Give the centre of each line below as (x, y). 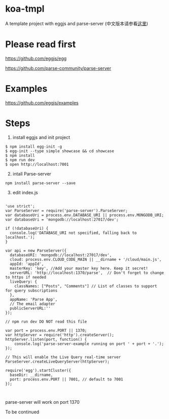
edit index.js (25, 192)
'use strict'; (20, 206)
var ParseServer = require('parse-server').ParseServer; (67, 211)
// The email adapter (33, 304)
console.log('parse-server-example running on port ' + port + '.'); (89, 344)
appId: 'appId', (27, 264)
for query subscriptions (31, 290)
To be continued (22, 412)
